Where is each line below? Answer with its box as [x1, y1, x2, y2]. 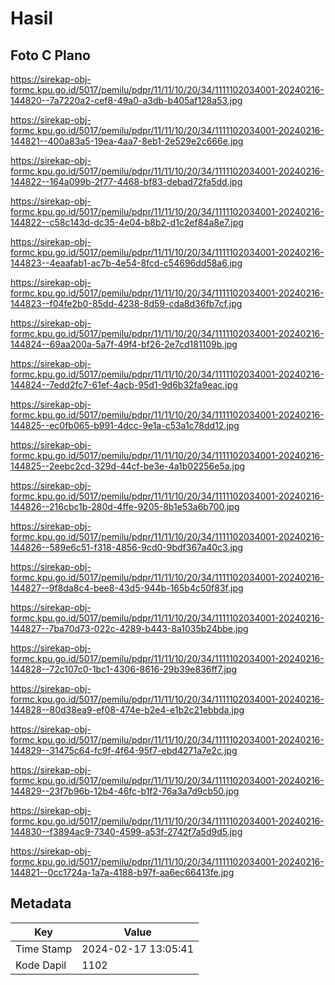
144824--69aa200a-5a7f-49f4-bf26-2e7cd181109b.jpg [10, 338, 238, 350]
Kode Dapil [15, 958, 67, 972]
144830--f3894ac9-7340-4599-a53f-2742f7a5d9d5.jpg [10, 826, 243, 837]
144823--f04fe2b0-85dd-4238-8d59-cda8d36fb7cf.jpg [10, 298, 243, 309]
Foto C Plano [10, 47, 91, 64]
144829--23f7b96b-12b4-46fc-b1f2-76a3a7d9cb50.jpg [10, 785, 240, 797]
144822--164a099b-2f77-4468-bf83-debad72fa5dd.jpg [10, 176, 243, 187]
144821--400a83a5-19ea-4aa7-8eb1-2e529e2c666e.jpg [10, 135, 244, 147]
